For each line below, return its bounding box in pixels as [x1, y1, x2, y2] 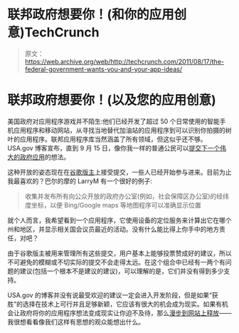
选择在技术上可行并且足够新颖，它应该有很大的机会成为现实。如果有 [22, 299, 223, 308]
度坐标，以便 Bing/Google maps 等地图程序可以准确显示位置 [24, 200, 201, 209]
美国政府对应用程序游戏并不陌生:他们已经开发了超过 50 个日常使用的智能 [7, 117, 221, 125]
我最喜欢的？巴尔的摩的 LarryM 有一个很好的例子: [7, 176, 153, 185]
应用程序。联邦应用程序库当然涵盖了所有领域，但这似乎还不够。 [19, 135, 207, 143]
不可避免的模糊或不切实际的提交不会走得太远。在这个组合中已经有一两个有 [7, 257, 225, 266]
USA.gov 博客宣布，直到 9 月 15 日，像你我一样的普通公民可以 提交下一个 [7, 143, 221, 152]
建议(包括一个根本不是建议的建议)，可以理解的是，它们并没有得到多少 [19, 267, 224, 275]
